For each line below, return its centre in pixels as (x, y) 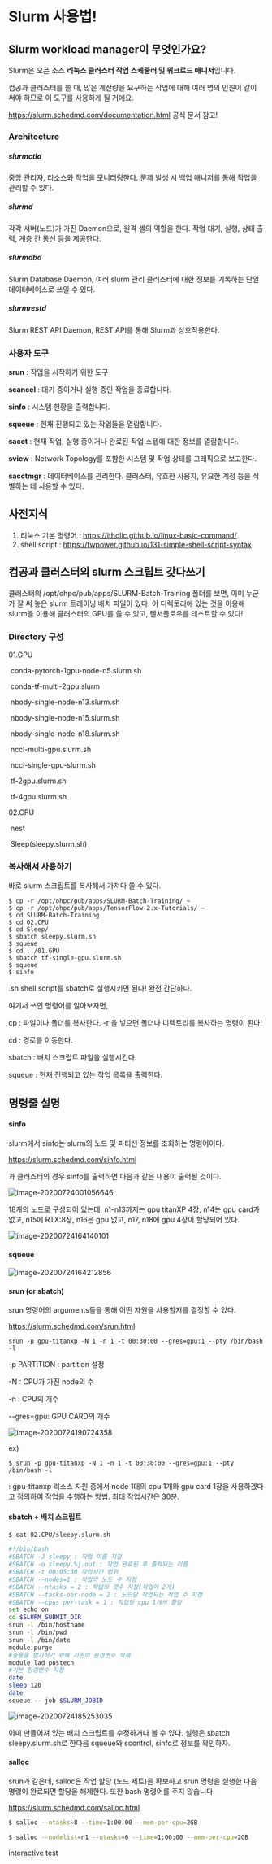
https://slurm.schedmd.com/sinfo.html (73, 1159)
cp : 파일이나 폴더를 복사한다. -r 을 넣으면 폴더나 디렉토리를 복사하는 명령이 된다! (135, 1023)
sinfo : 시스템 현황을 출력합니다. (59, 407)
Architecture (34, 137)
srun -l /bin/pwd (38, 1633)
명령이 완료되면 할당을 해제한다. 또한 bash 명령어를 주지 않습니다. (112, 1791)
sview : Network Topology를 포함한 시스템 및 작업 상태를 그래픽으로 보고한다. (133, 459)
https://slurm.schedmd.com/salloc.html (74, 1807)
